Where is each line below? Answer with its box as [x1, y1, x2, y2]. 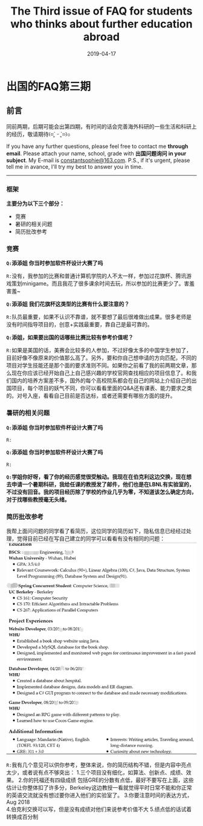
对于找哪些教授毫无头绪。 [6, 495, 70, 503]
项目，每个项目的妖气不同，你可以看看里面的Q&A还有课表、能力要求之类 [11, 384, 192, 392]
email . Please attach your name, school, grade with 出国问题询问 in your [6, 150, 187, 157]
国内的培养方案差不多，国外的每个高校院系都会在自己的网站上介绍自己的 [11, 377, 192, 384]
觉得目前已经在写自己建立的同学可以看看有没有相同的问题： [16, 535, 165, 542]
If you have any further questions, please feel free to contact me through [6, 143, 188, 150]
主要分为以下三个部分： [6, 200, 65, 207]
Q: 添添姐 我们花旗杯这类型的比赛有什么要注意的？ [6, 300, 130, 307]
